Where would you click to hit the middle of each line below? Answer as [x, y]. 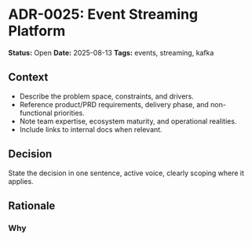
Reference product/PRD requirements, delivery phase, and [114, 104]
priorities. [69, 113]
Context [28, 77]
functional [36, 113]
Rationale [32, 205]
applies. [21, 181]
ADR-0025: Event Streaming [103, 14]
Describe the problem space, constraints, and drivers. [106, 96]
